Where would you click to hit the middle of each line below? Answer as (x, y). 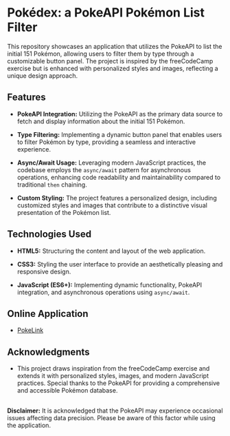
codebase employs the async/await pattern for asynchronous (104, 169)
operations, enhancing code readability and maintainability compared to (119, 177)
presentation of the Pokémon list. (64, 212)
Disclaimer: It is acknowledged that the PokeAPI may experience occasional (115, 411)
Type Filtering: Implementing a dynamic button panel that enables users (119, 134)
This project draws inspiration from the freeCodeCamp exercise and (113, 368)
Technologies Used (49, 235)
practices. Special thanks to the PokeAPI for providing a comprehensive (118, 383)
